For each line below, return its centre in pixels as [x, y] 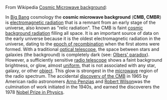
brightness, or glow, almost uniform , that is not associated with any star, [81, 65]
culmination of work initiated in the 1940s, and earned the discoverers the [82, 87]
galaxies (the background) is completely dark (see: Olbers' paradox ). [77, 55]
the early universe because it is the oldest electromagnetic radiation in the [83, 38]
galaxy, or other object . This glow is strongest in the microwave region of [82, 71]
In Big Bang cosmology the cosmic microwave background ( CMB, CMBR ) [83, 17]
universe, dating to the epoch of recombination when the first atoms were [82, 44]
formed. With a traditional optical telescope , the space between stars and [82, 49]
